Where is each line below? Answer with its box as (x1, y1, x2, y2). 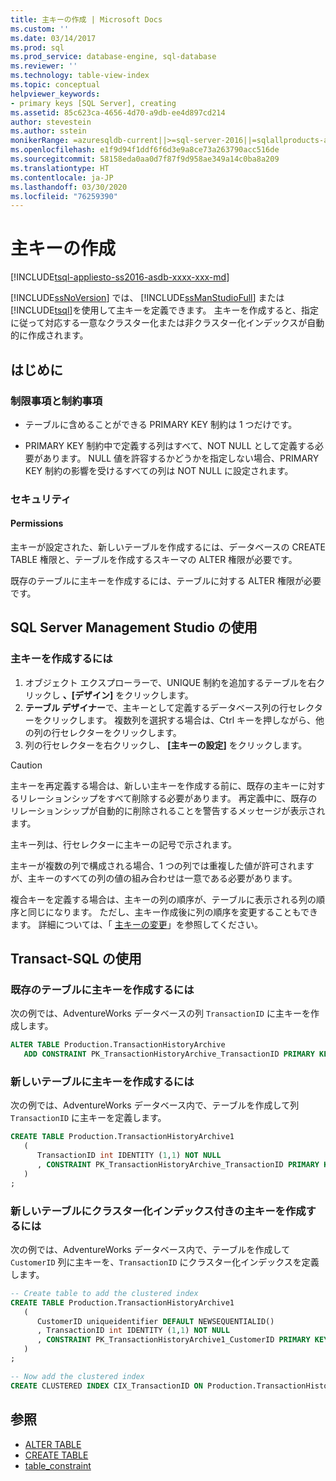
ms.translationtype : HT (10, 163, 110, 173)
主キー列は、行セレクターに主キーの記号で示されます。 (10, 838, 238, 850)
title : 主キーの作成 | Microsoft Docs (10, 14, 163, 25)
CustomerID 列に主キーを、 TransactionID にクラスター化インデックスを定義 (10, 1256, 320, 1268)
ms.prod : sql (10, 42, 65, 53)
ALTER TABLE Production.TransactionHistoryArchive (10, 1040, 226, 1050)
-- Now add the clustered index (10, 1371, 145, 1381)
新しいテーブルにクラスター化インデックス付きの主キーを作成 (10, 1204, 307, 1218)
